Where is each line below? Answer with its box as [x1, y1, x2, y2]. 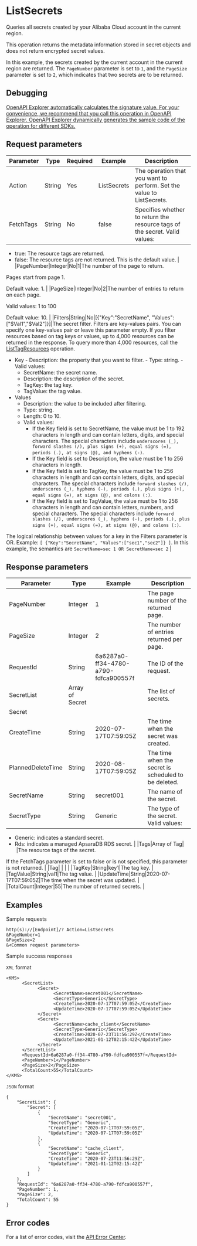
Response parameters [6, 561, 89, 572]
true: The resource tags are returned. [14, 250, 104, 257]
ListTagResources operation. [6, 345, 75, 352]
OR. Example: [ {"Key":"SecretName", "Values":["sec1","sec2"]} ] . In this [6, 539, 189, 546]
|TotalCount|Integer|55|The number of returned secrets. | [6, 883, 145, 890]
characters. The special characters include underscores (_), [32, 437, 179, 444]
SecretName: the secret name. [23, 369, 98, 376]
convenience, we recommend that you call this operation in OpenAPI [6, 110, 172, 117]
